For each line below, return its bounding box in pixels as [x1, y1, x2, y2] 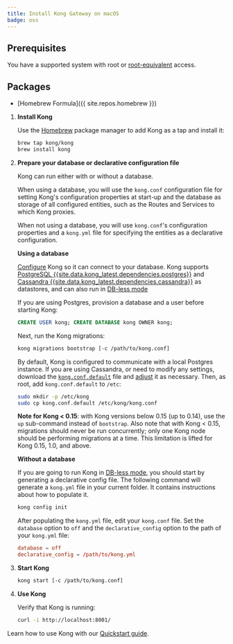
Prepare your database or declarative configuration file [17, 158, 180, 167]
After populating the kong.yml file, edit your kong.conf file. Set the [17, 516, 205, 525]
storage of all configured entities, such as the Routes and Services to [17, 200, 215, 208]
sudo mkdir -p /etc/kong [17, 393, 89, 400]
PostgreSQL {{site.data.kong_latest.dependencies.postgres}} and [17, 270, 205, 278]
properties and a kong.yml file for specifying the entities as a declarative [17, 228, 223, 237]
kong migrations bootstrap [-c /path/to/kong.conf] [17, 345, 170, 352]
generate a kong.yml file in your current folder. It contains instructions [17, 483, 216, 491]
